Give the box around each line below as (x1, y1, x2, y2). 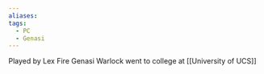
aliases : (8, 11, 38, 20)
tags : (8, 19, 27, 27)
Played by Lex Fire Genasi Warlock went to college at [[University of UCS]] (8, 56, 257, 66)
